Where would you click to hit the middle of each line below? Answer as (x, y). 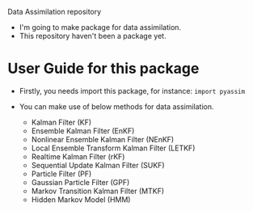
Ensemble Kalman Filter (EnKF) (83, 131)
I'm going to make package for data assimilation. (100, 27)
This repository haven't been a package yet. (93, 36)
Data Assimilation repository (55, 12)
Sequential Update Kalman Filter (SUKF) (98, 165)
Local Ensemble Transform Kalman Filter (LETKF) (113, 148)
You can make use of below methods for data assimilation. (117, 106)
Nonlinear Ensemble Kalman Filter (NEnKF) (103, 139)
